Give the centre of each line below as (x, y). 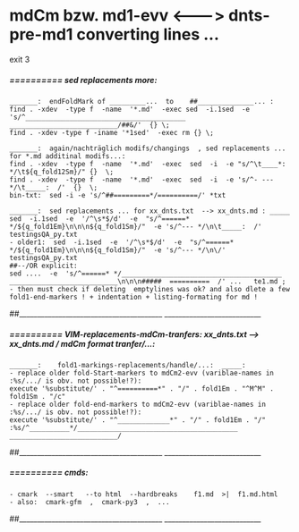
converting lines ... (148, 34)
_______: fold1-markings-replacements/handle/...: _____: (128, 365)
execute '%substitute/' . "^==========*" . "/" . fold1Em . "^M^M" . (142, 388)
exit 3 (20, 59)
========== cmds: (49, 473)
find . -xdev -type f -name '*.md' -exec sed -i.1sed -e (130, 109)
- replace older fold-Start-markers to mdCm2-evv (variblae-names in (142, 373)
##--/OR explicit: (43, 266)
